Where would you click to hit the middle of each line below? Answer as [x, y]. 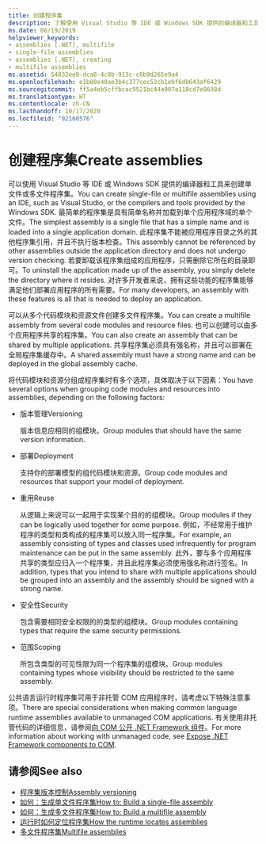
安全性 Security [44, 605]
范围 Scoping [40, 647]
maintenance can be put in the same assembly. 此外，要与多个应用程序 [135, 552]
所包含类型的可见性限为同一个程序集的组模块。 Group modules [121, 663]
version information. [52, 439]
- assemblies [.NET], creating [60, 60]
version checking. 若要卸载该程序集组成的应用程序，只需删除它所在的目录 [128, 260]
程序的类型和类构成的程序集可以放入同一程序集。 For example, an [125, 534]
